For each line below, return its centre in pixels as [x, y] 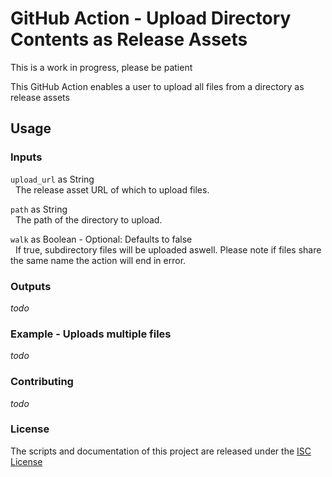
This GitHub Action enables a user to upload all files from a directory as [157, 86]
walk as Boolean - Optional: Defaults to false [101, 239]
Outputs [31, 286]
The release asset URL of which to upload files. [112, 189]
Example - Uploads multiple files [91, 334]
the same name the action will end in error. [98, 260]
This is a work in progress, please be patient [101, 67]
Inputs [26, 157]
